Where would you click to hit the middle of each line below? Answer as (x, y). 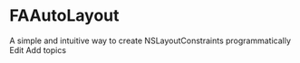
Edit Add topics (38, 49)
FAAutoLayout (64, 16)
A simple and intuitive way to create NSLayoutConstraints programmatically (150, 40)
